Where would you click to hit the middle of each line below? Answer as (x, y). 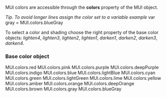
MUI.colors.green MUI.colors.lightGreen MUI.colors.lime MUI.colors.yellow (83, 78)
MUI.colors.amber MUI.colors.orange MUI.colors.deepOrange (70, 84)
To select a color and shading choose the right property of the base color (82, 32)
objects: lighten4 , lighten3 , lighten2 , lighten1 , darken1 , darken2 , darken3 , (81, 38)
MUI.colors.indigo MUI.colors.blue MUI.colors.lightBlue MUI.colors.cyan (80, 73)
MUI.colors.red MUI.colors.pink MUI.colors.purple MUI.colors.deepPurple (82, 68)
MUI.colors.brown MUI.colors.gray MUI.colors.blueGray (63, 89)
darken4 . (15, 43)
